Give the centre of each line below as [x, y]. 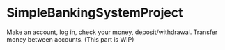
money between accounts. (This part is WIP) [70, 39]
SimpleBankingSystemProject [95, 13]
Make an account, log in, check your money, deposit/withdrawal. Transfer [112, 32]
